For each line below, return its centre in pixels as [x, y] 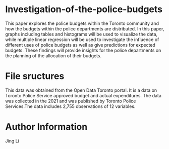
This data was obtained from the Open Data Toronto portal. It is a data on [81, 90]
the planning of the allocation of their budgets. [53, 55]
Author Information [46, 127]
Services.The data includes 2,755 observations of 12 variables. [70, 106]
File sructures [35, 76]
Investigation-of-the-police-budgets [84, 9]
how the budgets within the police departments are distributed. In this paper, [85, 28]
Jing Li [12, 141]
